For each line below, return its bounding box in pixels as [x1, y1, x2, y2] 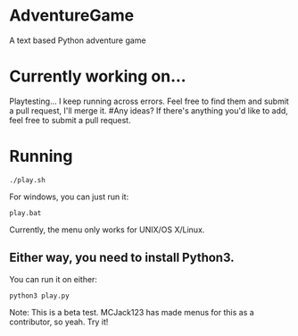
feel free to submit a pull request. [9, 114, 131, 125]
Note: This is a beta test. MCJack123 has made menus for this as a [9, 307, 254, 317]
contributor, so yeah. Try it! [9, 316, 109, 327]
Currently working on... [9, 66, 186, 87]
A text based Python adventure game [9, 35, 146, 46]
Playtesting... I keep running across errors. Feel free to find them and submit [9, 96, 290, 106]
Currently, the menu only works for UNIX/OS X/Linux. [9, 224, 205, 235]
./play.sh [9, 175, 46, 184]
